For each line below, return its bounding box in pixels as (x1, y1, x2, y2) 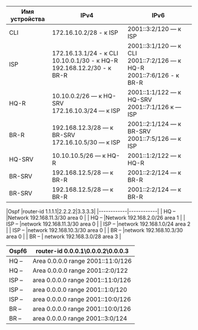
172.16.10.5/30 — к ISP (52, 138, 121, 146)
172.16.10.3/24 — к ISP (52, 107, 121, 114)
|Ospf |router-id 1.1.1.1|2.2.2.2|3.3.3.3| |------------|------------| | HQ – (6, 208, 176, 214)
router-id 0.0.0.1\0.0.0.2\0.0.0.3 (35, 247, 129, 255)
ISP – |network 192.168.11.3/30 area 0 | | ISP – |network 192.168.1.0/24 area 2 (6, 220, 191, 227)
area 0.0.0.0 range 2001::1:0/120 (32, 286, 128, 293)
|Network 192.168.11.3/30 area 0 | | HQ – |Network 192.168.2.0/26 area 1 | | (6, 214, 186, 221)
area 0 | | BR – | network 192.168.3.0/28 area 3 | (6, 233, 121, 240)
